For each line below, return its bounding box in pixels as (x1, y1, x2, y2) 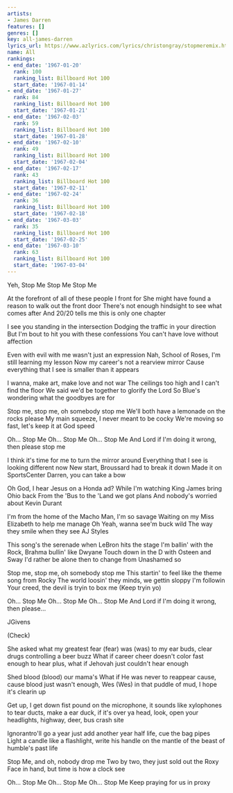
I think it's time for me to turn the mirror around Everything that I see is (7, 456, 208, 464)
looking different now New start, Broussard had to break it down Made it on (7, 463, 223, 472)
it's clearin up (7, 688, 46, 696)
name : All (7, 49, 36, 56)
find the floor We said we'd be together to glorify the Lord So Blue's (7, 386, 200, 394)
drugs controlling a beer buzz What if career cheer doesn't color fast (7, 651, 204, 660)
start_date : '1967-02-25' (13, 236, 89, 243)
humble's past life (7, 744, 58, 752)
